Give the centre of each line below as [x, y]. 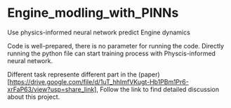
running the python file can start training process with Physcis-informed [112, 53]
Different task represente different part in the [72, 74]
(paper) [149, 74]
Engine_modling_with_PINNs [93, 13]
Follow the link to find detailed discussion [159, 89]
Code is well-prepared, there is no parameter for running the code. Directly [116, 46]
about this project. [34, 97]
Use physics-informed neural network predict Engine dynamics [99, 32]
